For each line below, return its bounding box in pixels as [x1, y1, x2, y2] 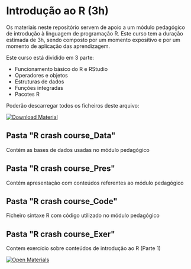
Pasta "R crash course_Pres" [6, 164, 115, 174]
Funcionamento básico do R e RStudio [14, 65, 108, 72]
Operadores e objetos [14, 72, 68, 79]
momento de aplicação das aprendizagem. [6, 43, 111, 50]
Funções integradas [14, 84, 63, 91]
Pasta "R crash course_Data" [6, 131, 116, 141]
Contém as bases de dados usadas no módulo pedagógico [6, 146, 150, 153]
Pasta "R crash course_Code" [6, 196, 118, 206]
